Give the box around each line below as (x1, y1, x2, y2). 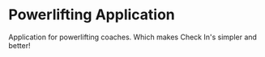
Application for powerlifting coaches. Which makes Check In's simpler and (8, 32, 258, 42)
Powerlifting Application (8, 6, 176, 24)
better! (8, 40, 31, 50)
